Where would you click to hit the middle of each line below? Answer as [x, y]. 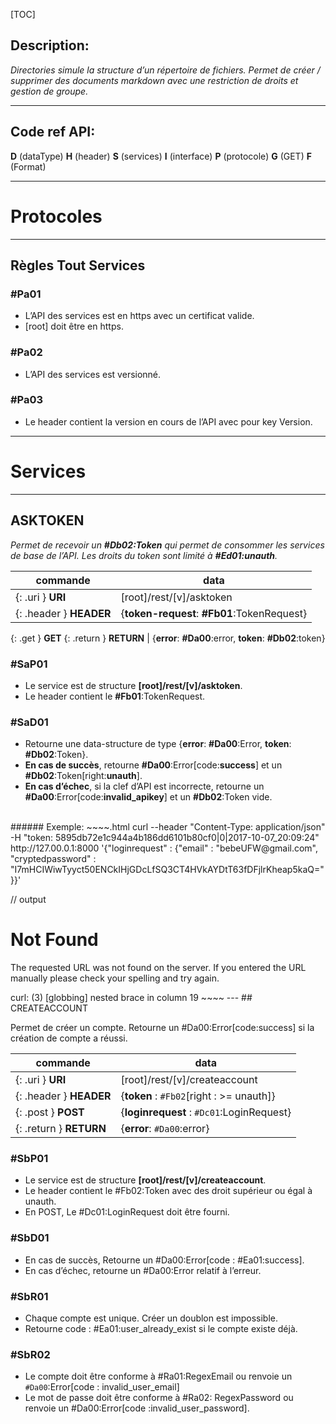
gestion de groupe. [49, 91]
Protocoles [56, 216]
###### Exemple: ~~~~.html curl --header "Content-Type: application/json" [168, 827]
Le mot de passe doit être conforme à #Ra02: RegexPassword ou [159, 1398]
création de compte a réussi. [69, 1038]
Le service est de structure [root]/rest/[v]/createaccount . [145, 1180]
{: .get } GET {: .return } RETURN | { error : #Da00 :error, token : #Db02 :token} [168, 638]
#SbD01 [30, 1238]
